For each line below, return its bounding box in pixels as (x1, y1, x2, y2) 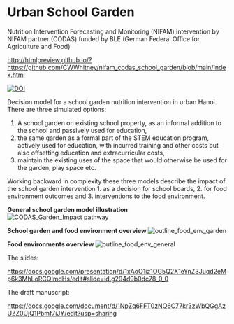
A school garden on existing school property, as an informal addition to (17, 118, 222, 127)
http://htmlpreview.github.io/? (7, 55, 92, 64)
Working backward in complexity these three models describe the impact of (7, 176, 226, 185)
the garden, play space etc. (17, 163, 96, 171)
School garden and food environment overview (7, 226, 147, 234)
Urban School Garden (7, 4, 135, 20)
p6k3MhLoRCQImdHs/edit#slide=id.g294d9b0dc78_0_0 (7, 274, 169, 283)
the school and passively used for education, (17, 126, 147, 134)
